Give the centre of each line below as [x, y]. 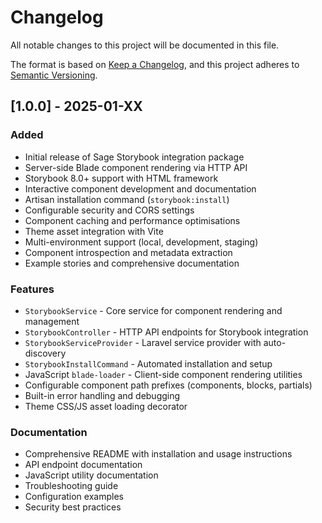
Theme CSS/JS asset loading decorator [106, 406]
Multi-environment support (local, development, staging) [141, 242]
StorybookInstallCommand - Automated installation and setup [148, 363]
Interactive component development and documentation [140, 188]
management [52, 321]
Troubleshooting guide [71, 486]
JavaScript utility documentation [91, 475]
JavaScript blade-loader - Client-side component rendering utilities [163, 374]
